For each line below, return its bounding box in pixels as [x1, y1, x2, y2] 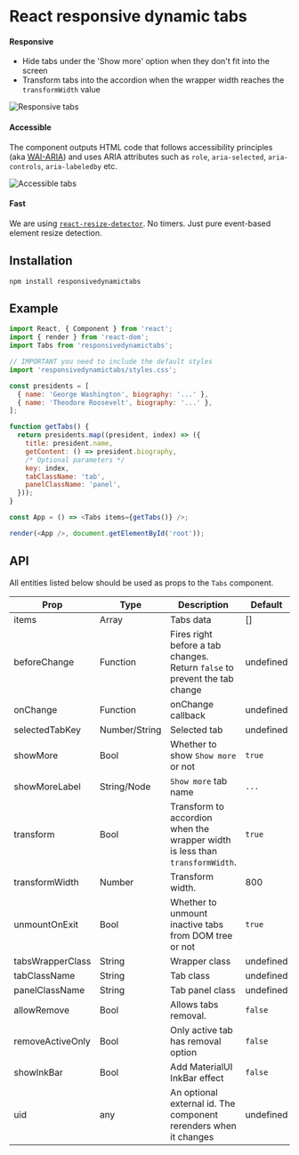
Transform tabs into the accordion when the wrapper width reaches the [21, 75, 285, 85]
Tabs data [170, 613, 212, 626]
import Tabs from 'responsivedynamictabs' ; [9, 341, 174, 351]
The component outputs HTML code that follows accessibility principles [9, 141, 273, 152]
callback [170, 709, 206, 722]
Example [9, 301, 59, 316]
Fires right [170, 627, 214, 640]
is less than [170, 844, 218, 857]
